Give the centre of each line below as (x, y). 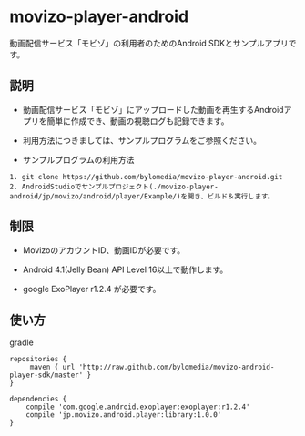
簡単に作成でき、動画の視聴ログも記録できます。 (138, 121)
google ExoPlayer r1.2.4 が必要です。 (91, 289)
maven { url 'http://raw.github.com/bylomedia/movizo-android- (152, 367)
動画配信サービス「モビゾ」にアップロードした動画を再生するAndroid (153, 109)
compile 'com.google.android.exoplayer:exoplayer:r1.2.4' (138, 407)
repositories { (38, 360)
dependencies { (38, 399)
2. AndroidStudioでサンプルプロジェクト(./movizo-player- (114, 187)
